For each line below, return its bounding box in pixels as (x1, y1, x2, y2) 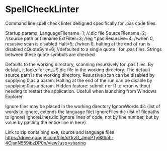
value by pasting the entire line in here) (5, 119, 87, 125)
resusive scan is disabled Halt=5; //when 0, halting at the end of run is (5, 40, 151, 46)
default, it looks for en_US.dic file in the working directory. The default (5, 67, 150, 73)
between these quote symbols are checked (5, 52, 95, 58)
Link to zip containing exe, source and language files (5, 129, 115, 135)
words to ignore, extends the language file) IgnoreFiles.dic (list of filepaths (5, 109, 159, 115)
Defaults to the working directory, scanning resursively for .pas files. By (5, 61, 154, 67)
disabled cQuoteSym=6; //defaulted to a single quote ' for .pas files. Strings (5, 46, 162, 52)
